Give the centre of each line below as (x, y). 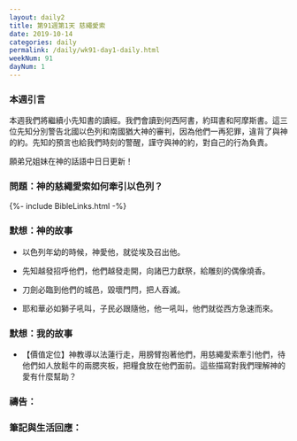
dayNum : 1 (27, 67)
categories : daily (43, 42)
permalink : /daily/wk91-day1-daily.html (85, 50)
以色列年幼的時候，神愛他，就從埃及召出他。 (103, 251)
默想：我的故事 (41, 333)
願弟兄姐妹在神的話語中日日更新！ (71, 161)
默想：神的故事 (41, 231)
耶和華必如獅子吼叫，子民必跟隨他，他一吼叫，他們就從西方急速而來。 (150, 308)
